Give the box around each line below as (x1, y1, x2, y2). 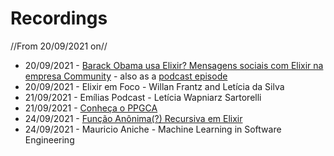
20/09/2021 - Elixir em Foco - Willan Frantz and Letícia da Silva (24, 80, 285, 92)
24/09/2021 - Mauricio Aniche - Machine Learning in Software (24, 123, 282, 135)
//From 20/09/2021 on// (10, 40, 108, 52)
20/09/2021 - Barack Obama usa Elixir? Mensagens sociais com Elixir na (24, 59, 324, 71)
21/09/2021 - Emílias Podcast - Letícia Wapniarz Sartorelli (24, 91, 262, 103)
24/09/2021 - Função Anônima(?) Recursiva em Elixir (24, 112, 243, 124)
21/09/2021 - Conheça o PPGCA (24, 102, 158, 114)
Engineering (24, 133, 75, 146)
